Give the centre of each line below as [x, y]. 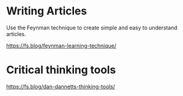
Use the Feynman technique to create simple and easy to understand [92, 28]
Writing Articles [47, 11]
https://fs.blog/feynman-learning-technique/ [61, 46]
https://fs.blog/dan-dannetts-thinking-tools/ [61, 86]
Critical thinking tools [61, 70]
